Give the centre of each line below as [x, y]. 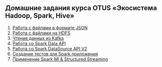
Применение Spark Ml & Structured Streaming [60, 59]
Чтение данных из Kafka [38, 38]
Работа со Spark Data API [39, 43]
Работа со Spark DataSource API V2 [50, 48]
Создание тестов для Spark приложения [55, 54]
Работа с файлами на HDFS [41, 33]
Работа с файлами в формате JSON [50, 28]
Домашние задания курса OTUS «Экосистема [81, 8]
